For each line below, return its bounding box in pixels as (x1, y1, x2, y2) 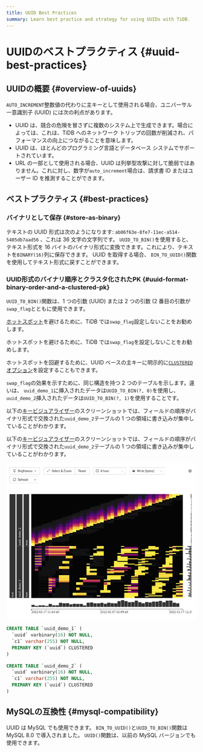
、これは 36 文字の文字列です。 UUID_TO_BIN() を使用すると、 (40, 236, 192, 243)
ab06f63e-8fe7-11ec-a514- (115, 229, 180, 236)
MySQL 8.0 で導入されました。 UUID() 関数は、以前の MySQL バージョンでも (6, 731, 196, 739)
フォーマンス (14, 136, 47, 143)
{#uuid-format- (142, 275, 189, 284)
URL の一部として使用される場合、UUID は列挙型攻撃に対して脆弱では (14, 159, 190, 167)
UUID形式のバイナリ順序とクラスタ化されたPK (6, 275, 141, 284)
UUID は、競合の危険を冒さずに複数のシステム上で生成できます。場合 (14, 121, 188, 128)
